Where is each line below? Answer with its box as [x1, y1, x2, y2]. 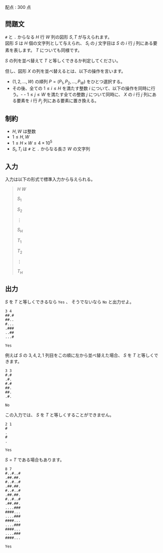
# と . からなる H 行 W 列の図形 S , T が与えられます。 [5, 34, 112, 40]
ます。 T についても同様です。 [22, 47, 82, 53]
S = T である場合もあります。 [5, 457, 65, 463]
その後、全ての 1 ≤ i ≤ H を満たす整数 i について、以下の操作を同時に [12, 86, 151, 91]
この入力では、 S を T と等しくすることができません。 [5, 412, 114, 418]
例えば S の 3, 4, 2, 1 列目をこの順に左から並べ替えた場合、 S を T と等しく [5, 352, 154, 358]
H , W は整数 [12, 128, 36, 134]
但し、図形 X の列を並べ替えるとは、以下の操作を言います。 [5, 68, 126, 74]
